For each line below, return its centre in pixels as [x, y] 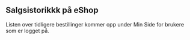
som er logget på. [27, 31]
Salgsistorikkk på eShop [52, 10]
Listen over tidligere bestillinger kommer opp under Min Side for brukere [95, 24]
